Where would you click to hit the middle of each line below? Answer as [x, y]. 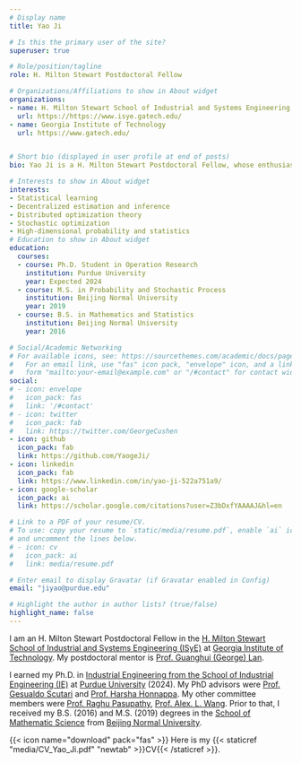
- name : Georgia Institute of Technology [88, 125]
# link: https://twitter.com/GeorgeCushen [94, 431]
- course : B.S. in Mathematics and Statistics [106, 315]
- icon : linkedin [42, 464]
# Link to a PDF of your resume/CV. [77, 522]
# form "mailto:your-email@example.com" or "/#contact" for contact [144, 373]
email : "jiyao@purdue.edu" [60, 588]
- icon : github [38, 439]
